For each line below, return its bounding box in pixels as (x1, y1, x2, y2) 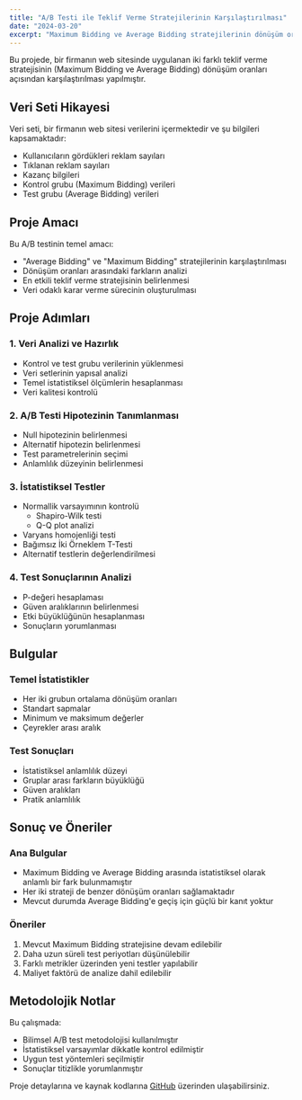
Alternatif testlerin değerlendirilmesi (22, 549, 155, 560)
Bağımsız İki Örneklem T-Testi (22, 539, 133, 550)
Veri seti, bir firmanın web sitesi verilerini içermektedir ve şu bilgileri (9, 123, 260, 135)
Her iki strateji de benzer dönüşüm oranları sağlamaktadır (22, 886, 235, 897)
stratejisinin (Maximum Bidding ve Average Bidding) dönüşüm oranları (9, 64, 268, 75)
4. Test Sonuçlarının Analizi (9, 572, 132, 584)
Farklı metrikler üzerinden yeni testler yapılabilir (22, 958, 199, 969)
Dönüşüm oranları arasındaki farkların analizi (22, 266, 188, 276)
